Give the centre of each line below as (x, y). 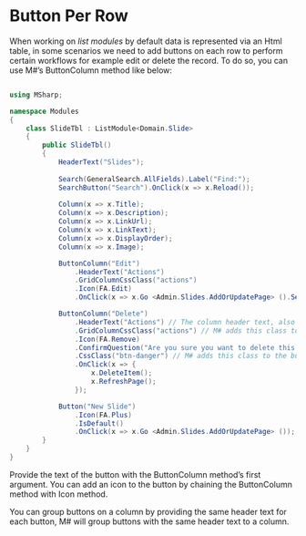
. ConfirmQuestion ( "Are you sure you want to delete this (185, 347)
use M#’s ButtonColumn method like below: (91, 70)
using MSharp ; (36, 95)
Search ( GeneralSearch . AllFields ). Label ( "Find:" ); (154, 179)
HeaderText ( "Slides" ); (101, 162)
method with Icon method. (59, 494)
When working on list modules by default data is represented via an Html (146, 41)
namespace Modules (44, 111)
